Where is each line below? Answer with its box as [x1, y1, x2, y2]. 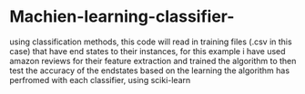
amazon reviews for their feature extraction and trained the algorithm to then [9, 55, 297, 66]
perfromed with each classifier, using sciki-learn [9, 74, 191, 85]
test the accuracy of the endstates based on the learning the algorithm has [9, 65, 290, 76]
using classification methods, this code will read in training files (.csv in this [9, 36, 293, 47]
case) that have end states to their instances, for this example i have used [9, 45, 286, 56]
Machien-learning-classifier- [9, 6, 235, 27]
